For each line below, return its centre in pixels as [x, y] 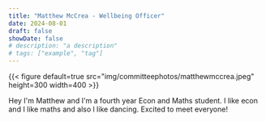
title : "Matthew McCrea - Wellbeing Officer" [86, 16]
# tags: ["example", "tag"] [56, 53]
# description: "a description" [63, 46]
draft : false [30, 31]
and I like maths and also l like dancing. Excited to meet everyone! [118, 109]
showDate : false [36, 38]
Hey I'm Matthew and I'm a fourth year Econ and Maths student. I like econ [133, 101]
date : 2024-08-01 [38, 23]
